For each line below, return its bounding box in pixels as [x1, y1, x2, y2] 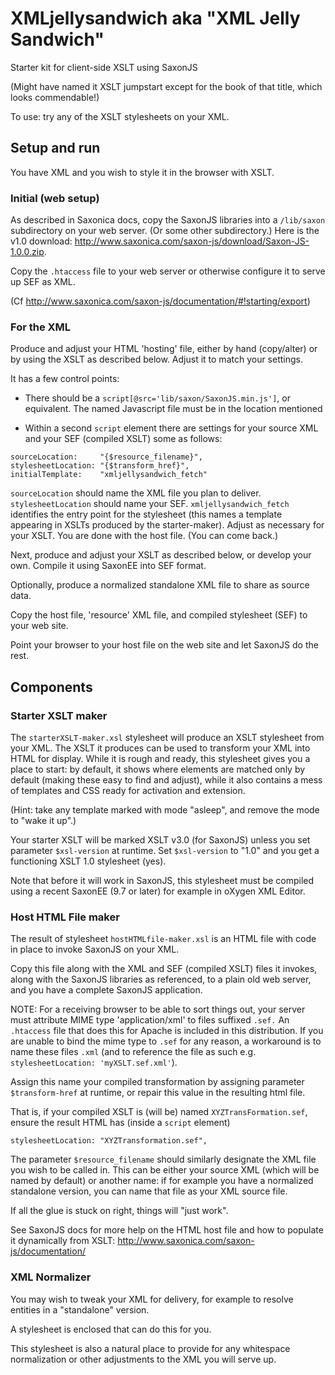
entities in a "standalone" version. [10, 1303, 150, 1316]
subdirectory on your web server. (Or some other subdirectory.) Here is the [10, 225, 320, 237]
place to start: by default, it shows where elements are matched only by [10, 763, 306, 776]
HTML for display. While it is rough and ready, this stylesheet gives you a [10, 753, 311, 765]
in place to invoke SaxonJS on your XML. [10, 943, 180, 956]
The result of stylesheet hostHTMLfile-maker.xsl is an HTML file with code [10, 933, 317, 945]
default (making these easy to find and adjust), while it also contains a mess [10, 774, 323, 786]
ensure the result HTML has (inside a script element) [10, 1117, 231, 1129]
